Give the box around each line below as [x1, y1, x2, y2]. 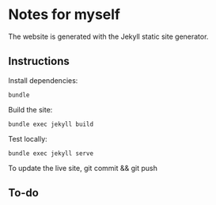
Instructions [8, 55, 70, 68]
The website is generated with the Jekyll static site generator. [8, 32, 209, 41]
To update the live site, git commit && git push [8, 163, 158, 173]
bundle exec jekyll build [8, 120, 93, 128]
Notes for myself [8, 6, 121, 24]
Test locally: [8, 134, 47, 143]
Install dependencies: [8, 75, 78, 85]
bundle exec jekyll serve [8, 149, 93, 158]
